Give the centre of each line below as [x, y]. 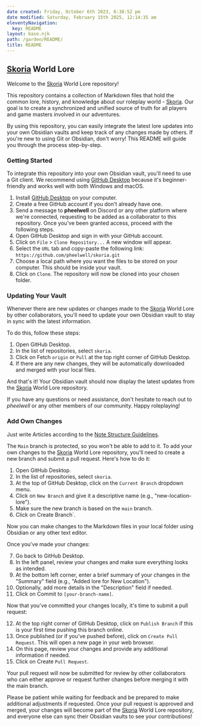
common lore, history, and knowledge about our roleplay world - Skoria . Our [101, 102]
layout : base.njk [28, 34]
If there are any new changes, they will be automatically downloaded [100, 364]
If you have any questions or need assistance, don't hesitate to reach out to [100, 399]
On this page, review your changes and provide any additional [92, 648]
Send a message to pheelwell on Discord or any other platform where [101, 210]
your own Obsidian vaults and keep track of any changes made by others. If [100, 132]
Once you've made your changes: [48, 544]
